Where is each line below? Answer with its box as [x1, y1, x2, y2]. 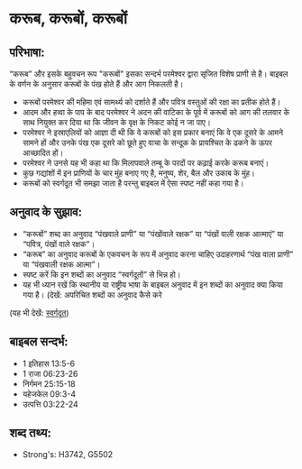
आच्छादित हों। [22, 148, 64, 158]
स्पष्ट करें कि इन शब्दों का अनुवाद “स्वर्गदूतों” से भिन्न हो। [22, 269, 182, 280]
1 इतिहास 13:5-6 [22, 358, 76, 369]
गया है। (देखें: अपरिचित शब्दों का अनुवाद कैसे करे [22, 289, 162, 300]
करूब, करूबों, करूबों [9, 8, 128, 29]
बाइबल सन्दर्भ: [9, 334, 69, 350]
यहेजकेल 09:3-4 [22, 388, 77, 400]
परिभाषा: [9, 44, 45, 60]
